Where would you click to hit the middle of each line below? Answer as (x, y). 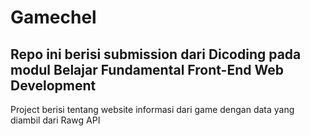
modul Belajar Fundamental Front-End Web (147, 69)
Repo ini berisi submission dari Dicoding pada (156, 54)
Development (53, 85)
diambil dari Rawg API (55, 120)
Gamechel (53, 17)
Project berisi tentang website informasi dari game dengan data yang (152, 109)
